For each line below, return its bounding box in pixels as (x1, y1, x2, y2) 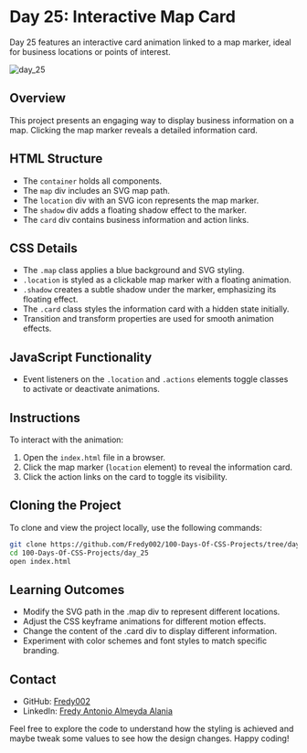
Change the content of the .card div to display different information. (22, 626, 278, 637)
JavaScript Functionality (9, 349, 153, 365)
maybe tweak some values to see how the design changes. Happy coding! (9, 733, 290, 744)
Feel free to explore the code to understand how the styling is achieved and (9, 724, 294, 735)
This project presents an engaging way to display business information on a (9, 114, 294, 125)
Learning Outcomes (9, 582, 125, 598)
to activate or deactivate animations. (22, 384, 160, 395)
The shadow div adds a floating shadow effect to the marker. (22, 204, 247, 216)
